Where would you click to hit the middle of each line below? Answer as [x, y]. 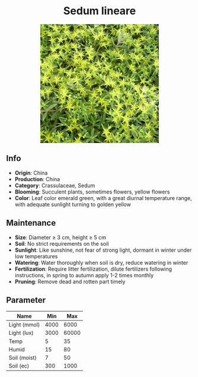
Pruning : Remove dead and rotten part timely [70, 281]
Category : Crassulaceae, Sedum [55, 185]
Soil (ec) [19, 366]
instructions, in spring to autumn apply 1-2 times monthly [84, 275]
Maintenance [31, 223]
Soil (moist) [23, 358]
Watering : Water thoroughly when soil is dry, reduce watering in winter [101, 262]
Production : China [37, 179]
